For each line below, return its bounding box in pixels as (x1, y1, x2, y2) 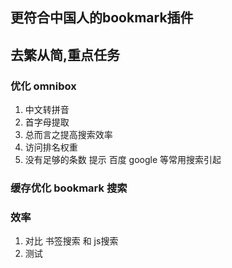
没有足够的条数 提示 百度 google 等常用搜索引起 (24, 154, 222, 166)
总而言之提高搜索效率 (24, 129, 113, 141)
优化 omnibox (10, 79, 77, 93)
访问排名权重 (24, 141, 78, 153)
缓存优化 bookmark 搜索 (10, 181, 128, 195)
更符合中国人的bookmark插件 (10, 9, 194, 27)
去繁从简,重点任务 (10, 46, 121, 63)
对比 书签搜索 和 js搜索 (24, 235, 119, 247)
